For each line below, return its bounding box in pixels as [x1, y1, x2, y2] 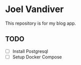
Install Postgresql [12, 48, 48, 54]
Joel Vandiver [5, 4, 64, 15]
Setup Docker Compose [12, 54, 62, 60]
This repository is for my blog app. [5, 20, 76, 26]
